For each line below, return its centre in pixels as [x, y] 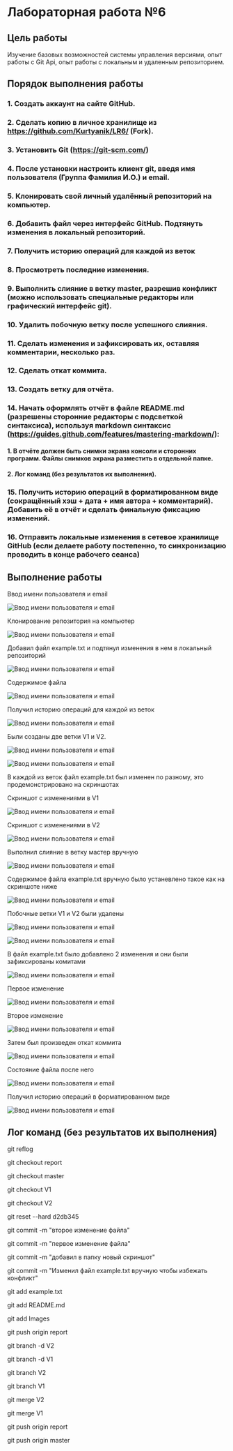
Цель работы [37, 38]
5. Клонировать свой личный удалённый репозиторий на [110, 196]
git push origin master [39, 1440]
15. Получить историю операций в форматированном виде [113, 493]
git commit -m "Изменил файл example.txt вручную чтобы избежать [107, 1270]
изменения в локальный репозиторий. [77, 232]
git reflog [20, 1149]
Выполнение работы [55, 577]
